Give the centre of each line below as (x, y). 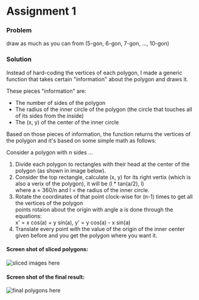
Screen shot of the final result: (46, 277)
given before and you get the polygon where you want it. (86, 235)
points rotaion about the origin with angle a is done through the (94, 209)
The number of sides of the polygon (60, 102)
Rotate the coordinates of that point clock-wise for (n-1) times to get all (104, 196)
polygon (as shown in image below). (61, 170)
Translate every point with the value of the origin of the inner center (100, 229)
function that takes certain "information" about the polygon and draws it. (97, 79)
